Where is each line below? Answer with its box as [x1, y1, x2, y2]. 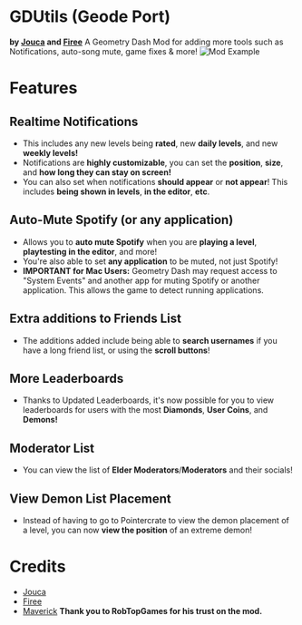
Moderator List [9, 440, 95, 455]
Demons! [22, 415, 58, 425]
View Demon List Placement [9, 491, 171, 506]
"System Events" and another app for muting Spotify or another [22, 275, 260, 286]
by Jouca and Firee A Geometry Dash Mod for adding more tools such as [9, 36, 284, 47]
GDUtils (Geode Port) [9, 6, 170, 27]
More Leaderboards [9, 370, 124, 386]
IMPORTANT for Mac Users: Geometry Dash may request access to [22, 265, 278, 276]
